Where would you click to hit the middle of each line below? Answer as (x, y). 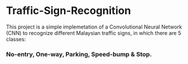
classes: (16, 39)
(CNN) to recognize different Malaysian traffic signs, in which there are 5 (94, 33)
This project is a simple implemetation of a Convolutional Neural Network (94, 27)
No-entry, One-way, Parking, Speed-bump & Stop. (79, 54)
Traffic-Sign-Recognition (69, 11)
